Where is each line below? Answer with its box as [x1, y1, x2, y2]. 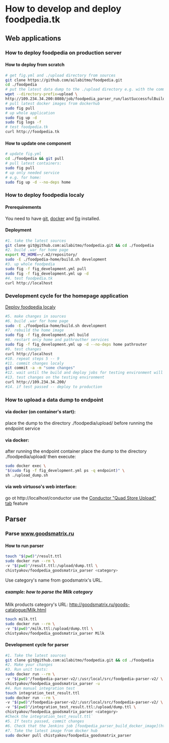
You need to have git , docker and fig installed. [5, 215, 101, 222]
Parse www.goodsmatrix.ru [5, 530, 74, 537]
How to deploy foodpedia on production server [5, 49, 122, 56]
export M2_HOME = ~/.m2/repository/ [5, 252, 78, 257]
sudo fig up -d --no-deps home [5, 180, 71, 185]
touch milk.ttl [5, 617, 37, 622]
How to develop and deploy [5, 3, 122, 15]
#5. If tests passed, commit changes [5, 719, 84, 724]
